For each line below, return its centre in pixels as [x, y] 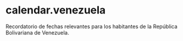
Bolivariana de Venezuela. [38, 32]
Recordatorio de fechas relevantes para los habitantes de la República [91, 26]
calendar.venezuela [56, 10]
